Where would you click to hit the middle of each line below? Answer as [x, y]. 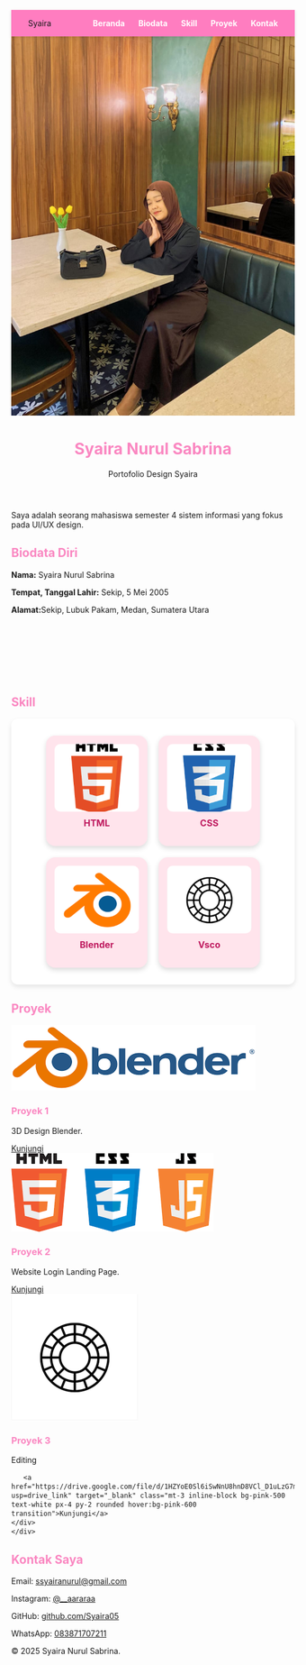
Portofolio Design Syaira [153, 473]
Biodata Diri [45, 553]
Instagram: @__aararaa [54, 1598]
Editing [24, 1460]
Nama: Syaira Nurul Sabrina [63, 574]
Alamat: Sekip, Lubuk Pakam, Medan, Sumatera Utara [110, 609]
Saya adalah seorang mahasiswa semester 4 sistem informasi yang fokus [147, 515]
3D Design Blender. [47, 1130]
